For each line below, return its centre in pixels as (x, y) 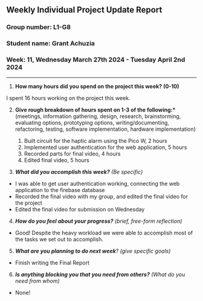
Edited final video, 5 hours (56, 160)
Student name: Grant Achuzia (51, 44)
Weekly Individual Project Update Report (84, 10)
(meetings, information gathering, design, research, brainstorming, (98, 116)
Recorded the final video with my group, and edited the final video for (101, 196)
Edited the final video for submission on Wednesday (80, 209)
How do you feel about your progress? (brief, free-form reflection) (98, 221)
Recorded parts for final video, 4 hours (72, 153)
